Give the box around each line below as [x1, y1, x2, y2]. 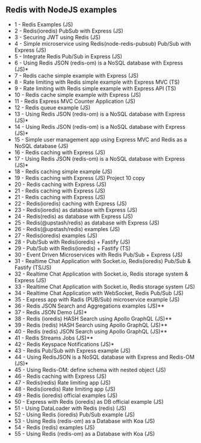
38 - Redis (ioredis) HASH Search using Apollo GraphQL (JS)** [14, 315, 172, 322]
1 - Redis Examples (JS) [14, 20, 73, 28]
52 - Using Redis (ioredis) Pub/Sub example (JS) [14, 410, 135, 418]
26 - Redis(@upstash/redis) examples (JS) [14, 225, 120, 232]
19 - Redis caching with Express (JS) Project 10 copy [14, 174, 145, 181]
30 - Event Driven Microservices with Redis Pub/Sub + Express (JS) [14, 251, 183, 258]
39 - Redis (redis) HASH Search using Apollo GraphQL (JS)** [14, 321, 168, 329]
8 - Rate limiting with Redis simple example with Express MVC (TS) [14, 78, 180, 85]
